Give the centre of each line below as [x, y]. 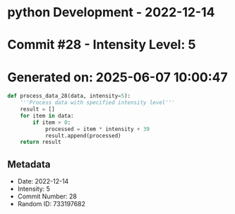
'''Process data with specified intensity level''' [97, 103]
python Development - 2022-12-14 [111, 12]
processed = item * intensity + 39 [97, 129]
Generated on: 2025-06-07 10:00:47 [117, 77]
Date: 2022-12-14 [43, 181]
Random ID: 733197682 [52, 204]
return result [41, 142]
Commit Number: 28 [47, 196]
